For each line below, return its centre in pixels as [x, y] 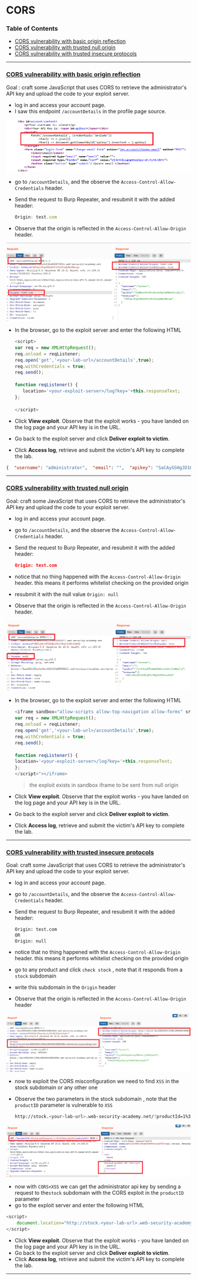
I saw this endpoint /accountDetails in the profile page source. [90, 111]
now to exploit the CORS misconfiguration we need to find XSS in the [97, 1082]
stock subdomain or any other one [56, 1087]
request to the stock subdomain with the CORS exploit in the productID [99, 1193]
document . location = [40, 1223]
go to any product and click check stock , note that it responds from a [98, 970]
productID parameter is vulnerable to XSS [64, 1105]
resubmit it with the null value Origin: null [67, 594]
